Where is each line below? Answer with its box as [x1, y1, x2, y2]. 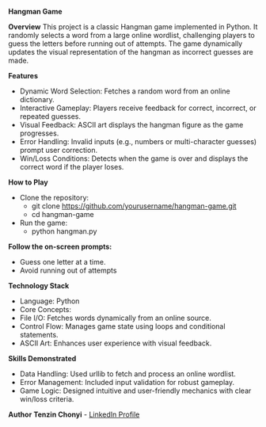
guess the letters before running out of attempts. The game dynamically [8, 39, 243, 48]
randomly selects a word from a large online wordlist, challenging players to [8, 31, 255, 40]
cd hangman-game [31, 210, 94, 219]
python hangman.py [31, 227, 97, 236]
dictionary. [19, 95, 55, 104]
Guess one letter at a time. [19, 257, 106, 266]
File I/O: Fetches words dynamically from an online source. [19, 313, 211, 322]
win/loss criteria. [19, 395, 74, 403]
